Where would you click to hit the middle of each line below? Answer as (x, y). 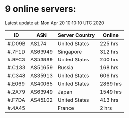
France (66, 108)
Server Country (76, 35)
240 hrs (109, 59)
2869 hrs (111, 84)
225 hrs (109, 43)
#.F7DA (17, 100)
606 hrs (109, 75)
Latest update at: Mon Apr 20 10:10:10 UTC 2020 (55, 23)
